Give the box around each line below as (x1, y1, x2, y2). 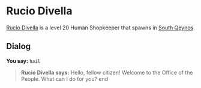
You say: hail (6, 57, 41, 64)
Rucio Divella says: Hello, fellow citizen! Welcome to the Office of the (20, 69, 193, 76)
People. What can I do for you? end (20, 75, 109, 82)
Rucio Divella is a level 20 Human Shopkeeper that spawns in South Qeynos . (6, 24, 195, 31)
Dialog (6, 41, 31, 51)
